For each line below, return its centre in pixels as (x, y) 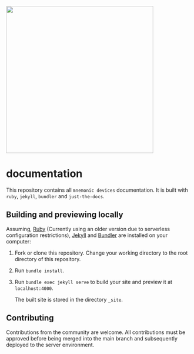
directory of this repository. (48, 259)
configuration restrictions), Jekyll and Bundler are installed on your (87, 235)
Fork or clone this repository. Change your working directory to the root (101, 253)
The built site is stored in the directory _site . (69, 299)
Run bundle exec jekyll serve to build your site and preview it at (93, 282)
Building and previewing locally (65, 215)
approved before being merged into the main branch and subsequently (92, 338)
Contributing (30, 318)
